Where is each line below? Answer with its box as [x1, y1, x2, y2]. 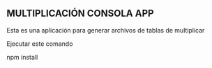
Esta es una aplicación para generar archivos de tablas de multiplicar [6, 26, 205, 34]
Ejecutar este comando [6, 40, 73, 48]
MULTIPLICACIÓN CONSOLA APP [6, 8, 154, 19]
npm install [6, 53, 38, 61]
